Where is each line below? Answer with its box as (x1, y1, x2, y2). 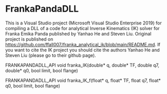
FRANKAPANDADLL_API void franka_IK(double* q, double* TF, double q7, (5, 62, 159, 68)
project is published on (5, 36, 53, 42)
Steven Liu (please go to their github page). (5, 52, 96, 58)
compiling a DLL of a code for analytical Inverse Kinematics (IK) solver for (5, 25, 160, 31)
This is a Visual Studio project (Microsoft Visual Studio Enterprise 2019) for (5, 20, 162, 26)
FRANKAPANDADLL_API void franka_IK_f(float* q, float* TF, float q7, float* (5, 77, 161, 83)
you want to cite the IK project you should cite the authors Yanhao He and (5, 47, 160, 53)
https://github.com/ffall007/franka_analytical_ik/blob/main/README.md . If (5, 41, 160, 47)
